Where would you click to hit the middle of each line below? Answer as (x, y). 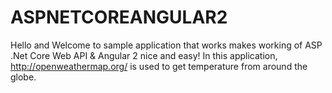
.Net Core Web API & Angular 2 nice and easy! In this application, (144, 55)
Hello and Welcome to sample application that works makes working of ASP (166, 45)
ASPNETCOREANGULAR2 (119, 17)
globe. (23, 77)
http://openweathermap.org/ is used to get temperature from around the (159, 66)
